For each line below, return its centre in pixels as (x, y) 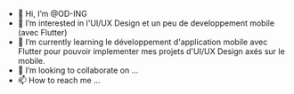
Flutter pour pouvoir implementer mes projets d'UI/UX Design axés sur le (151, 51)
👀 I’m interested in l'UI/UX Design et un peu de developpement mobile (146, 23)
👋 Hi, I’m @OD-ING (52, 14)
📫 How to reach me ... (59, 80)
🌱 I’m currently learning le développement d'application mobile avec (143, 42)
